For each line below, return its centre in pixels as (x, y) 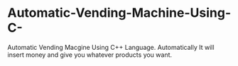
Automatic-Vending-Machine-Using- (119, 13)
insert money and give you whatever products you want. (90, 55)
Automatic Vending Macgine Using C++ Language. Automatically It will (111, 47)
